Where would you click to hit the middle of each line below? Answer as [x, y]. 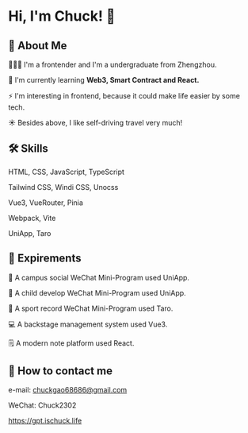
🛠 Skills [29, 149]
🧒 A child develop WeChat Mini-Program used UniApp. [97, 292]
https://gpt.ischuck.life [45, 421]
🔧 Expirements [45, 259]
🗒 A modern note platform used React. [71, 343]
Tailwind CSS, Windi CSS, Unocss [63, 187]
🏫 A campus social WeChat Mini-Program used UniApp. [99, 277]
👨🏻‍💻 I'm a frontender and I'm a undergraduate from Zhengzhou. [113, 64]
